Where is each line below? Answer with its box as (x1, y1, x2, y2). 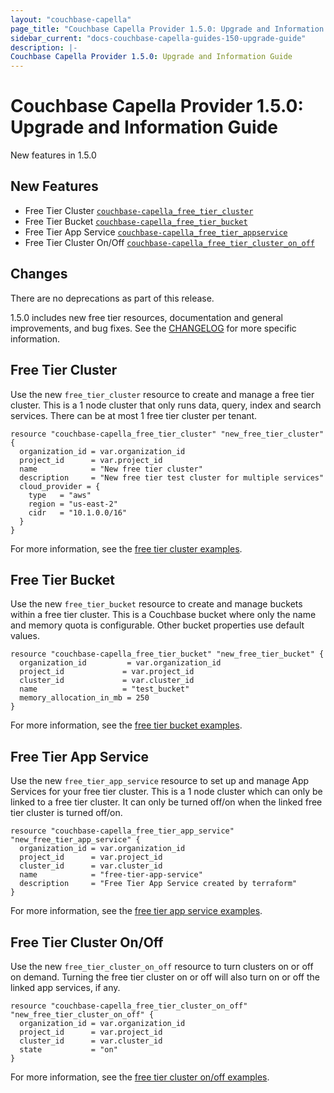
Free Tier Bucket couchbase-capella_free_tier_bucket (24, 215, 248, 227)
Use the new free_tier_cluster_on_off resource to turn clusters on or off (10, 960, 314, 972)
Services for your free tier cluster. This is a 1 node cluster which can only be (10, 786, 323, 798)
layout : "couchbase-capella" (10, 14, 132, 25)
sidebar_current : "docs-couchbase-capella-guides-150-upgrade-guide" (10, 33, 307, 43)
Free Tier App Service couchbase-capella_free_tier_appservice (24, 226, 288, 238)
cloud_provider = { (19, 481, 101, 491)
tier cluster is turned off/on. (10, 807, 123, 819)
